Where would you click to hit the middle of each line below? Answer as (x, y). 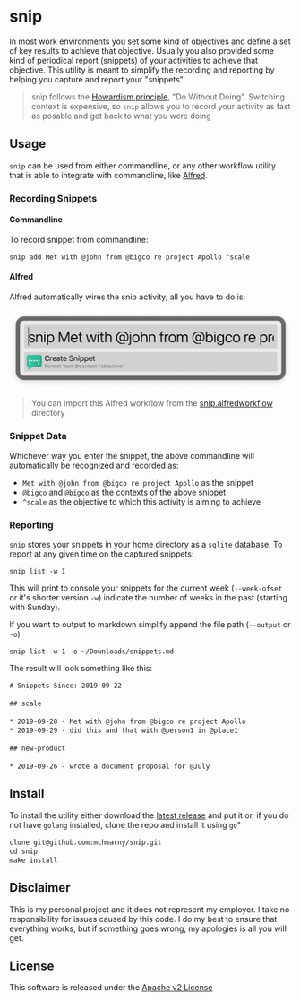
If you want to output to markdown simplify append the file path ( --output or (150, 624)
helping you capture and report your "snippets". (97, 79)
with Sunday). (35, 607)
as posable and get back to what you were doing (121, 116)
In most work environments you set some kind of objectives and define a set (150, 41)
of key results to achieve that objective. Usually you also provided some (142, 50)
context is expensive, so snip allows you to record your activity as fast (161, 106)
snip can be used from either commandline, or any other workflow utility (142, 165)
